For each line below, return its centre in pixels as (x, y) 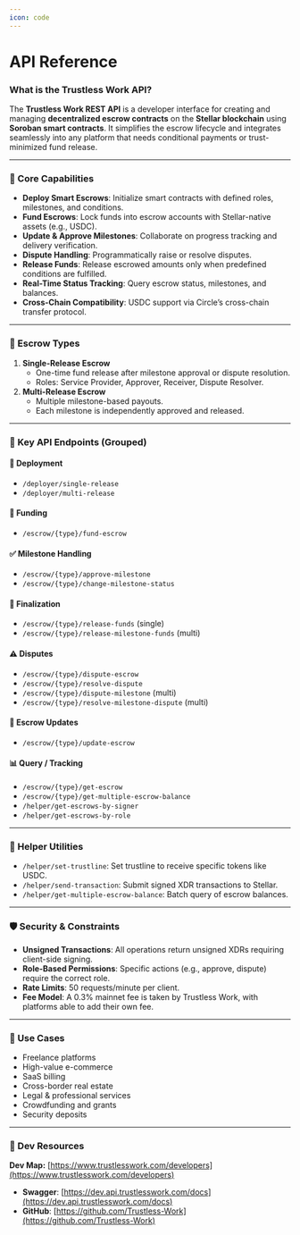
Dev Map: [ (30, 1165)
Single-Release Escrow (66, 363)
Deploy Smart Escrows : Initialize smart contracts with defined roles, (148, 198)
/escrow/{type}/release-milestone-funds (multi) (111, 633)
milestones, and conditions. (73, 207)
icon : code (29, 17)
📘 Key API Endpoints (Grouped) (78, 441)
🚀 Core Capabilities (52, 179)
